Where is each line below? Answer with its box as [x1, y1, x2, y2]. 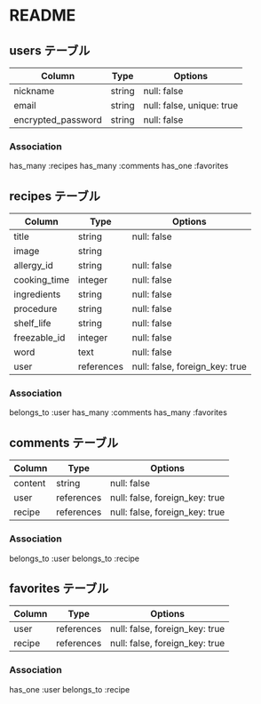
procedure [13, 303, 58, 316]
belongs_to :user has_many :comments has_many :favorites [9, 407, 228, 418]
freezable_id [13, 332, 66, 344]
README [9, 5, 76, 26]
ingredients [13, 288, 61, 300]
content [13, 477, 46, 490]
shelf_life [13, 317, 51, 330]
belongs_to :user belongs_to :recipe [9, 553, 140, 564]
